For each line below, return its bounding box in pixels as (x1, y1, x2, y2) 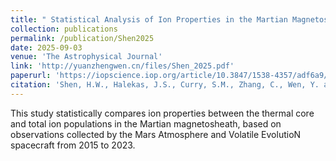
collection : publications (10, 24, 118, 34)
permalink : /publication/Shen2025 (10, 33, 155, 43)
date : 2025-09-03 (10, 42, 83, 53)
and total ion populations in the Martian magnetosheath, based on (10, 117, 282, 130)
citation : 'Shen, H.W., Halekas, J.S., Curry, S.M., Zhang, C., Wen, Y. (10, 80, 320, 90)
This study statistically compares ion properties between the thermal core (10, 107, 315, 119)
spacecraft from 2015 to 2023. (10, 139, 136, 151)
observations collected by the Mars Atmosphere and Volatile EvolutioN (10, 128, 302, 140)
